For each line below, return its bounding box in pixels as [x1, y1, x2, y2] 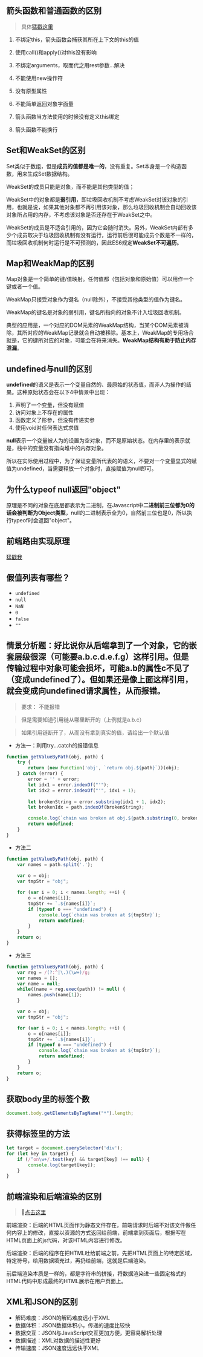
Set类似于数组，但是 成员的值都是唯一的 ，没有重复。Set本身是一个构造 [6, 162, 182, 169]
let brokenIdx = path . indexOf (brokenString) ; [28, 804, 145, 810]
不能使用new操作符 [14, 74, 63, 82]
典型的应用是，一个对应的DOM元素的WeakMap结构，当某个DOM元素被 [6, 321, 184, 329]
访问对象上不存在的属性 [14, 409, 74, 416]
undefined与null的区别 [6, 364, 92, 374]
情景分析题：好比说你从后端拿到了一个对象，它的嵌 [6, 640, 197, 651]
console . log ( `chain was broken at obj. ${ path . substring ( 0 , [28, 815, 180, 821]
